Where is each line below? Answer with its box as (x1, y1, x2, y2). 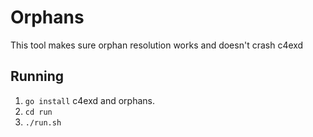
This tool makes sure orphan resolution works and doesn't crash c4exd (10, 39, 304, 51)
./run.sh (24, 117, 62, 128)
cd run (24, 107, 53, 117)
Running (10, 68, 65, 85)
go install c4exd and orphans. (24, 94, 155, 106)
